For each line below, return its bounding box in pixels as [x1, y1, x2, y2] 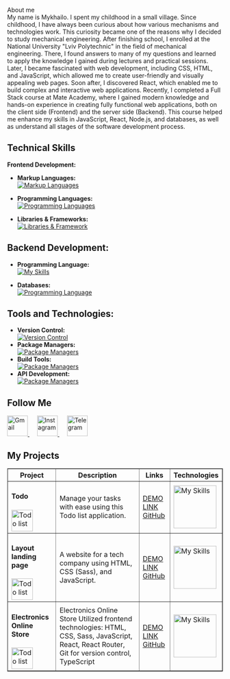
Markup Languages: [16, 174, 77, 182]
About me [7, 6, 35, 14]
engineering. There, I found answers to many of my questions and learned [7, 49, 216, 58]
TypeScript [59, 657, 95, 667]
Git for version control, [59, 648, 131, 658]
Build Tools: [16, 355, 52, 364]
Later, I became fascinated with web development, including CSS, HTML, [7, 64, 214, 72]
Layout [11, 543, 35, 553]
